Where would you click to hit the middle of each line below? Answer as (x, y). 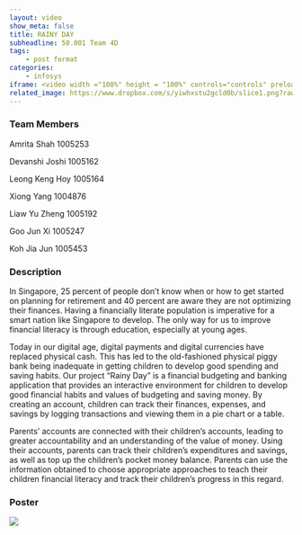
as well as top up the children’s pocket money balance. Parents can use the (149, 460)
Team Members (44, 124)
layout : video (36, 18)
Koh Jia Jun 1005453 (49, 248)
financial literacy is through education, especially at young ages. (128, 330)
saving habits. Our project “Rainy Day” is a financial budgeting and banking (148, 376)
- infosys (44, 76)
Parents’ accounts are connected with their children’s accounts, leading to (147, 432)
